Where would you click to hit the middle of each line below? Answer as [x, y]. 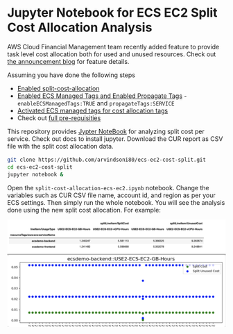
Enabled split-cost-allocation [58, 88]
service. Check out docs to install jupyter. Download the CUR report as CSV [115, 139]
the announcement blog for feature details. [68, 61]
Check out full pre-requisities [59, 118]
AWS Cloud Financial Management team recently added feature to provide [113, 47]
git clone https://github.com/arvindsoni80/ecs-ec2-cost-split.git [107, 160]
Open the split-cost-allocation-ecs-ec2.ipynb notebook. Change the [108, 187]
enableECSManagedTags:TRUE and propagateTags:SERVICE [96, 103]
